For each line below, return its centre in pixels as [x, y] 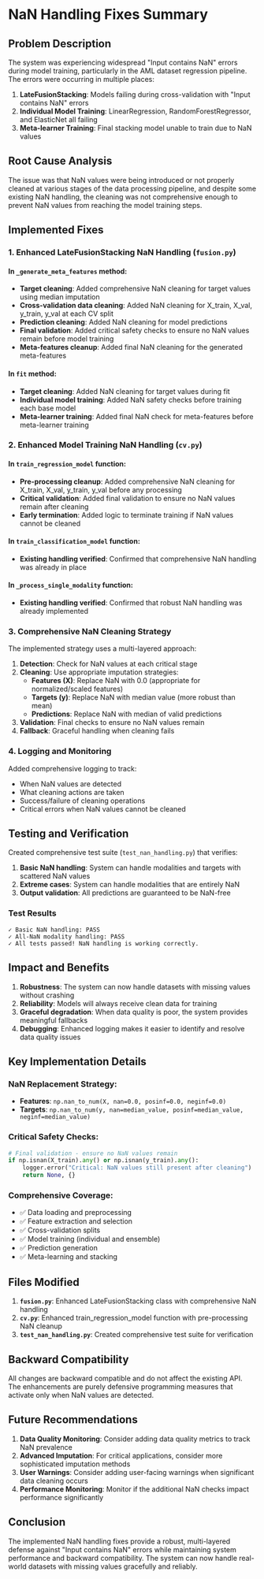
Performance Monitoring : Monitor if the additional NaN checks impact [134, 1489]
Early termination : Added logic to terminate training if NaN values [126, 515]
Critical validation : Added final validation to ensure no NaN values [127, 498]
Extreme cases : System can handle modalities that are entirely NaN [130, 885]
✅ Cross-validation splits [60, 1230]
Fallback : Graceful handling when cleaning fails [97, 731]
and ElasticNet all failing [59, 119]
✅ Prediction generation [59, 1248]
